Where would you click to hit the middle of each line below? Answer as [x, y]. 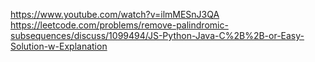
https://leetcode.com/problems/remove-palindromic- [119, 25]
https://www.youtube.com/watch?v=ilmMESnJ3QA [115, 14]
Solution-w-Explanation [59, 46]
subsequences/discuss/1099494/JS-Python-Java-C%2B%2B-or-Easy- [157, 35]
